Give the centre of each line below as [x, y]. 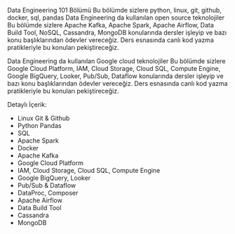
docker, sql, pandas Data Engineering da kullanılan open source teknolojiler [116, 18]
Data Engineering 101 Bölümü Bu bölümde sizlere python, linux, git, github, [115, 10]
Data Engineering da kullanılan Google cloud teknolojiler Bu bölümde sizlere [116, 61]
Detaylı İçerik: [27, 104]
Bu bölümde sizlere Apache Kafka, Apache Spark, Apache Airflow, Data [110, 25]
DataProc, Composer [48, 193]
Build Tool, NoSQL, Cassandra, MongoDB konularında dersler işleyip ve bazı [117, 32]
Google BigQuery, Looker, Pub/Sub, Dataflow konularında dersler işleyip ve [115, 76]
